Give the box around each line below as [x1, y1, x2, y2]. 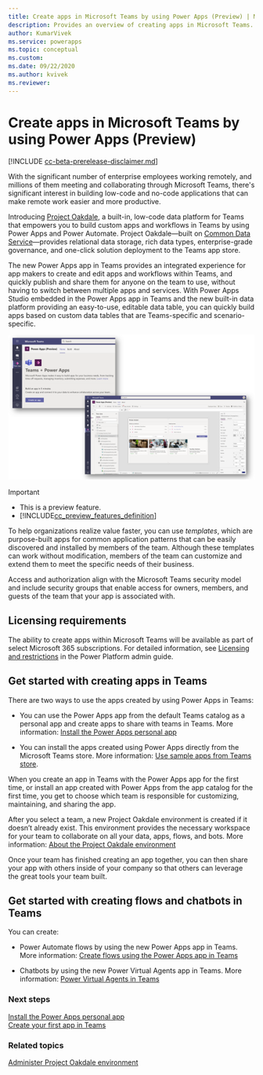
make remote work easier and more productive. [8, 196, 162, 206]
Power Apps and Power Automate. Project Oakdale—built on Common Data [8, 229, 250, 238]
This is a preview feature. [19, 503, 102, 512]
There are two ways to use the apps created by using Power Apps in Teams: [8, 695, 254, 704]
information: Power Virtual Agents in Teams [19, 974, 160, 984]
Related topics [8, 1040, 64, 1051]
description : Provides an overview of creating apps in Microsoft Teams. [8, 20, 254, 29]
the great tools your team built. [8, 872, 107, 881]
